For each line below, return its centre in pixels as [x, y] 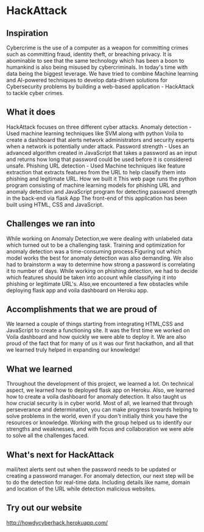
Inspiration [27, 33]
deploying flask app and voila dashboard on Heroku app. [77, 290]
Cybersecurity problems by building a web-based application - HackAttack [100, 87]
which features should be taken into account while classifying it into [91, 277]
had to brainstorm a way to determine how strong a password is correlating [101, 264]
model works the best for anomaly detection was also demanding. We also [100, 258]
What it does [31, 112]
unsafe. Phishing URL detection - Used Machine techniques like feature [96, 166]
